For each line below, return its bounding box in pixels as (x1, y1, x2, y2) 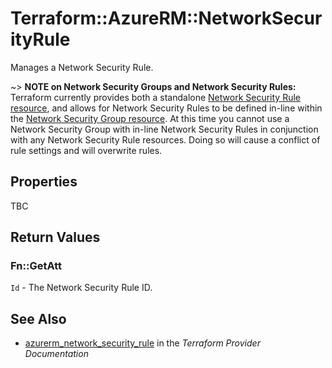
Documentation (24, 348, 89, 360)
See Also (10, 310, 67, 327)
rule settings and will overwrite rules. (10, 144, 163, 156)
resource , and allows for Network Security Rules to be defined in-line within (10, 102, 323, 114)
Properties (10, 173, 78, 191)
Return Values (10, 229, 101, 246)
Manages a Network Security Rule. (10, 61, 154, 73)
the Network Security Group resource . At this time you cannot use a (10, 112, 290, 124)
